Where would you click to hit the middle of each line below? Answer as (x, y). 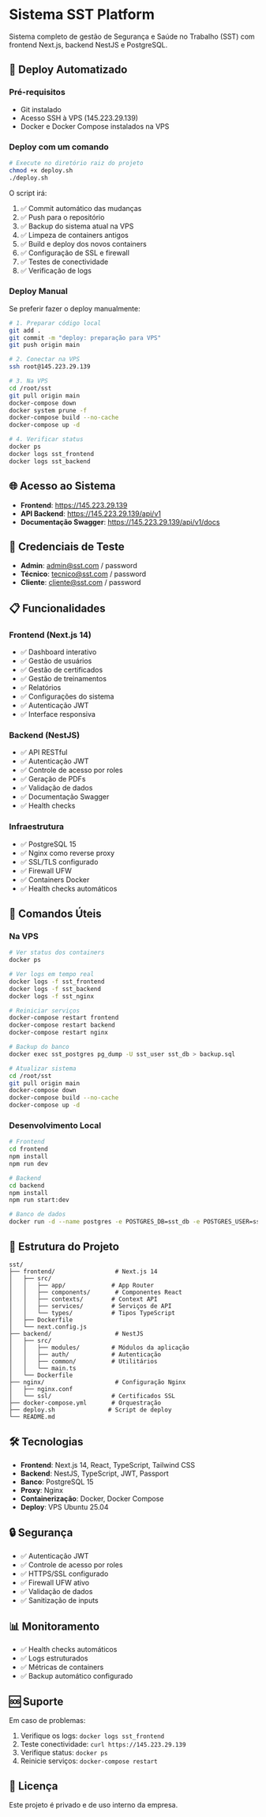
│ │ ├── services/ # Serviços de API (90, 1306)
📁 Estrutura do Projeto (64, 1246)
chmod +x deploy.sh (41, 170)
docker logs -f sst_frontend (57, 982)
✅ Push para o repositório (62, 217)
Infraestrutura (37, 827)
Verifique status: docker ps (64, 1753)
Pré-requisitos (37, 92)
